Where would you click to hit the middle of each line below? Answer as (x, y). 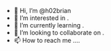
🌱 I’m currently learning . (49, 25)
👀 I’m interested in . (41, 18)
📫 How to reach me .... (47, 40)
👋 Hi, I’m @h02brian (42, 11)
